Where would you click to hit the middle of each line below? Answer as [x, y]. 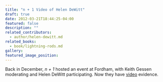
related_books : [21, 42]
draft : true [17, 14]
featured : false [22, 23]
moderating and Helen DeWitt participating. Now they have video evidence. [82, 75]
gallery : [14, 51]
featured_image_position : [32, 55]
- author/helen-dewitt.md [36, 37]
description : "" [22, 28]
